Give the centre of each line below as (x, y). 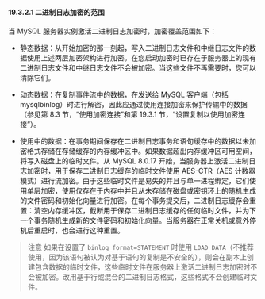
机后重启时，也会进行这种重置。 (72, 231)
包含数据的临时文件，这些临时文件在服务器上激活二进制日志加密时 (142, 267)
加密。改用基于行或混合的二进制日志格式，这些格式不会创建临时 (146, 277)
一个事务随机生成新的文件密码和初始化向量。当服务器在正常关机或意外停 (138, 220)
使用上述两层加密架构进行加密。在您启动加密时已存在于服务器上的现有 (141, 58)
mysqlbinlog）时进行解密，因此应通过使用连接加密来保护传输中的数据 (133, 105)
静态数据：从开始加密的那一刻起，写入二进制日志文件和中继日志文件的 (134, 48)
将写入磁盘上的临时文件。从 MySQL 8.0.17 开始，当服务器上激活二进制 (134, 161)
